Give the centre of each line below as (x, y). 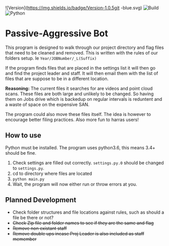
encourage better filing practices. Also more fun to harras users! (72, 119)
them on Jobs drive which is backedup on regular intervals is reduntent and (84, 99)
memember (24, 239)
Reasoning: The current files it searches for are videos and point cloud (79, 88)
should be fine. (21, 153)
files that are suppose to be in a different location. (57, 79)
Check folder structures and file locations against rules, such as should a (88, 212)
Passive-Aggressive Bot (57, 34)
